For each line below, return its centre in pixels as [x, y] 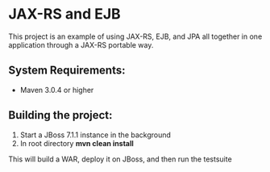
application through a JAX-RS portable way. [81, 44]
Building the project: [60, 115]
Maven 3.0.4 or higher [57, 90]
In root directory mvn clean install [77, 143]
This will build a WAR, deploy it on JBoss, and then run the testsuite [120, 159]
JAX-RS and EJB [64, 14]
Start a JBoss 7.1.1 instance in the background [96, 135]
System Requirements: [67, 71]
